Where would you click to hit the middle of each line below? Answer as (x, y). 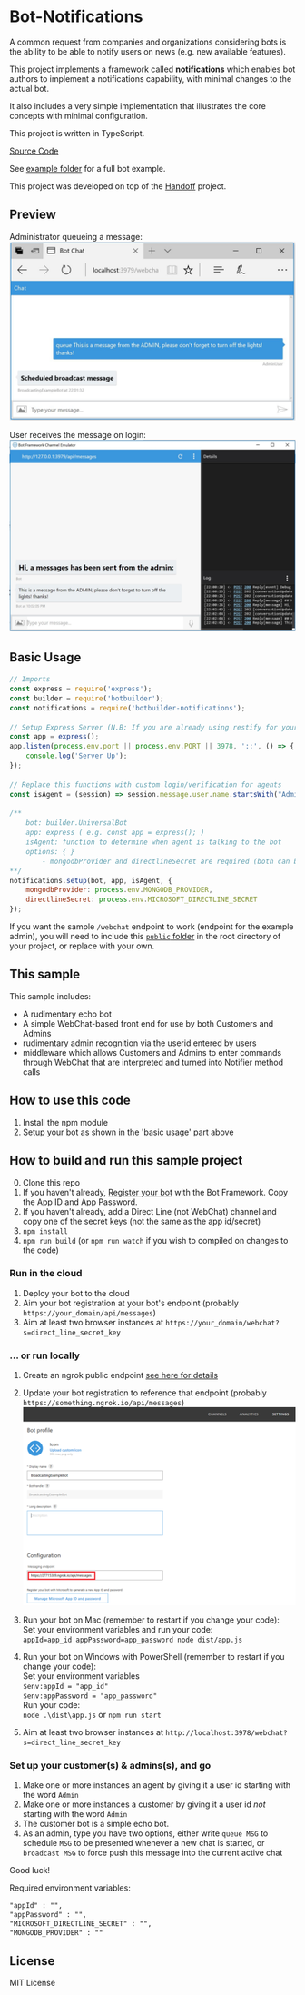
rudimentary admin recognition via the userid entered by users (139, 1043)
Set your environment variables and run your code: (118, 1629)
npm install (45, 1231)
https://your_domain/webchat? (222, 1323)
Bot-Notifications (76, 17)
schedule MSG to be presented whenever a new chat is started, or (143, 1843)
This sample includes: (50, 996)
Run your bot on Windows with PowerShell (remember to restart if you (153, 1656)
